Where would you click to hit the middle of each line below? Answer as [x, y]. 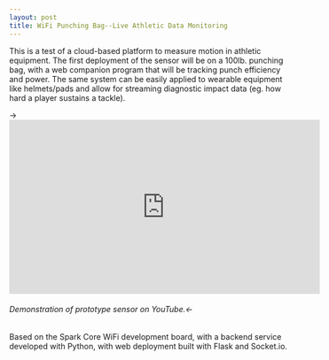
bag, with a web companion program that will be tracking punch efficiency [145, 69]
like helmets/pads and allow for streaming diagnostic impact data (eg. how [145, 88]
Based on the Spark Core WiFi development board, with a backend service [145, 336]
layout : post [33, 17]
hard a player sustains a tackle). [67, 97]
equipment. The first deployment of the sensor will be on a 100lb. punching [146, 60]
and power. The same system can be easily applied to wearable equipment [146, 79]
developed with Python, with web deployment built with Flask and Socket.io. [149, 346]
